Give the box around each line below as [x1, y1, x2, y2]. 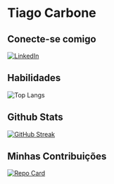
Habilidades [7, 72, 61, 84]
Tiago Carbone [7, 5, 96, 21]
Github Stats [7, 111, 63, 123]
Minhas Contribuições [7, 150, 107, 163]
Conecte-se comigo [7, 33, 96, 45]
